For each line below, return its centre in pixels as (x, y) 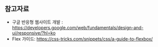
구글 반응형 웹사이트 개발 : (37, 22)
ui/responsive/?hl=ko (34, 33)
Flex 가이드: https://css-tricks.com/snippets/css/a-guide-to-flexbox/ (82, 38)
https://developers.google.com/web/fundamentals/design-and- (78, 27)
